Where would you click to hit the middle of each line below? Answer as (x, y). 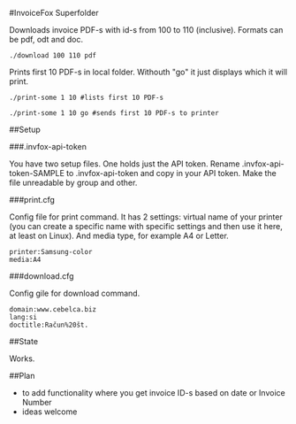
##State (23, 341)
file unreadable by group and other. (73, 182)
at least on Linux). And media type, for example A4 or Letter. (119, 235)
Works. (22, 358)
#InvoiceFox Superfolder (54, 13)
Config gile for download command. (75, 293)
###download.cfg (42, 276)
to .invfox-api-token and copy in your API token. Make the (171, 173)
